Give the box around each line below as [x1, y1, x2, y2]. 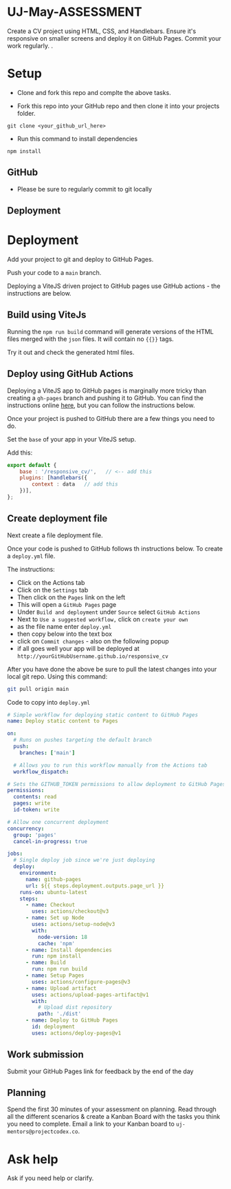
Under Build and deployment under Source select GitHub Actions [16, 608, 201, 616]
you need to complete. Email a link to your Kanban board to [7, 1120, 175, 1128]
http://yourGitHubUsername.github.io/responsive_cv [16, 652, 168, 660]
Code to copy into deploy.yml [7, 698, 91, 706]
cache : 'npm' [37, 940, 76, 947]
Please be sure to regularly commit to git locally [16, 185, 153, 193]
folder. [16, 109, 36, 117]
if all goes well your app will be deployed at [16, 644, 140, 652]
